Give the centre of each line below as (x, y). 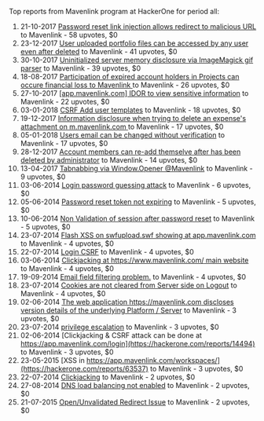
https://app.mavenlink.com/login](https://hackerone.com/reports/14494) (137, 344)
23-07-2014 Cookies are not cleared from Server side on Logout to (129, 285)
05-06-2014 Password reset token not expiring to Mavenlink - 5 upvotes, (138, 202)
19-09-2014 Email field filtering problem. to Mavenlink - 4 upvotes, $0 (133, 277)
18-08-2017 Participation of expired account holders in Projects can (130, 77)
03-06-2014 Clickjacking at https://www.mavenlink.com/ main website (134, 260)
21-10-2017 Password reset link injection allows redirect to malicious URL (138, 26)
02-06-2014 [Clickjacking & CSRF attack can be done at (111, 335)
